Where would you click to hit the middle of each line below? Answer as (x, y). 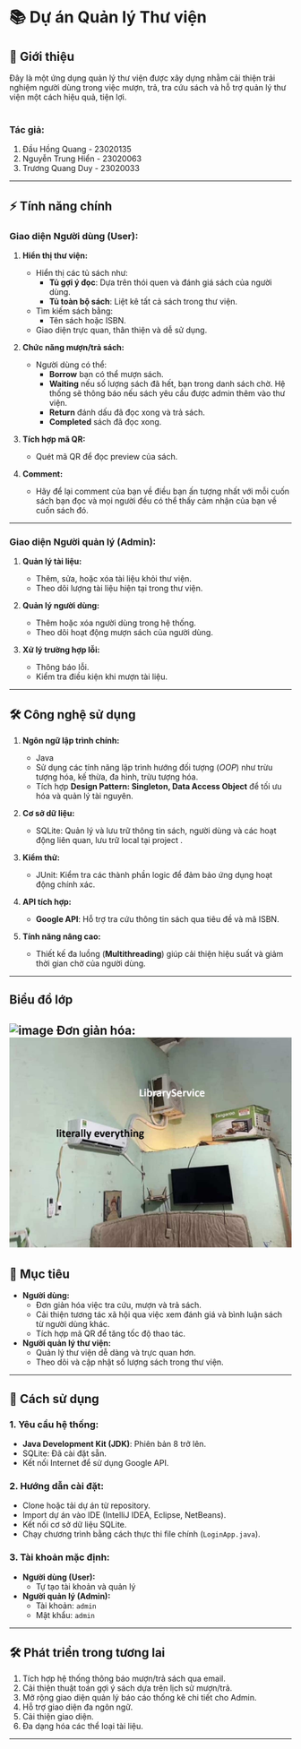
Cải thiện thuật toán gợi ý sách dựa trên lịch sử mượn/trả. (127, 1688)
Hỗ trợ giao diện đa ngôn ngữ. (77, 1707)
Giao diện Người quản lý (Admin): (83, 541)
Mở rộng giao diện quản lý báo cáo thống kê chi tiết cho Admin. (139, 1698)
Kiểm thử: (41, 857)
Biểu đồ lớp (41, 1000)
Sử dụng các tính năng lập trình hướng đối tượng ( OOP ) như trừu (154, 768)
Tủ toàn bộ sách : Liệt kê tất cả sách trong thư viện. (143, 301)
